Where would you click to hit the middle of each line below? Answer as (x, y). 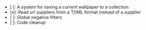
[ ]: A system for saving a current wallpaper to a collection (69, 7)
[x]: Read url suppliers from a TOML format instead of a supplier (75, 12)
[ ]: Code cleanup (28, 22)
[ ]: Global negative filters (36, 17)
